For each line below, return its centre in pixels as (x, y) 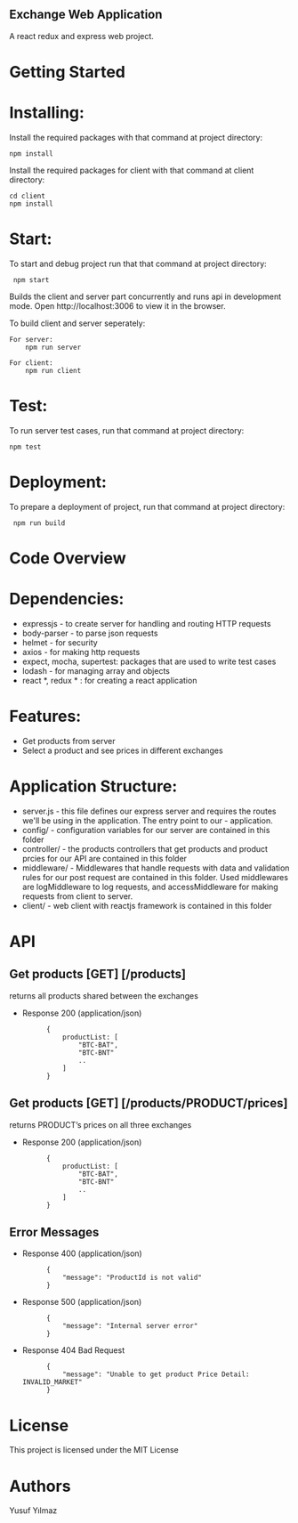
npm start (31, 279)
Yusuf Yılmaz (33, 1511)
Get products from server (68, 741)
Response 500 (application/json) (82, 1302)
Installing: (47, 113)
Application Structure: (93, 786)
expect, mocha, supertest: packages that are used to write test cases (149, 661)
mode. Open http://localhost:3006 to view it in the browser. (117, 305)
